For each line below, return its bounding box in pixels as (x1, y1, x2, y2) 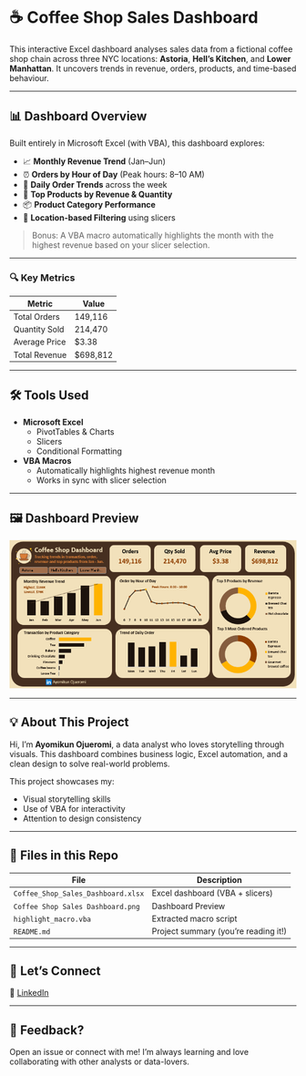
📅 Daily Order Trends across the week (22, 179, 168, 190)
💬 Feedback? (9, 1022, 85, 1038)
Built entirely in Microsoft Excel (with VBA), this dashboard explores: (9, 138, 266, 149)
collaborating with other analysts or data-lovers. (9, 1056, 189, 1067)
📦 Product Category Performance (22, 199, 157, 210)
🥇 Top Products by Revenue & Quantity (22, 189, 173, 200)
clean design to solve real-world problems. (9, 758, 170, 769)
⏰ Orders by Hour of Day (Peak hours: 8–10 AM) (22, 169, 205, 179)
